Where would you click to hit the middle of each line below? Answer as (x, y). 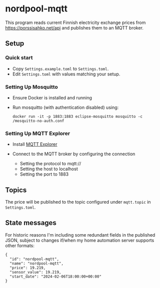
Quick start (19, 58)
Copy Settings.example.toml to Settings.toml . (60, 68)
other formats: (20, 246)
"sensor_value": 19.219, (35, 272)
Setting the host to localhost (49, 169)
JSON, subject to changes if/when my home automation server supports (80, 240)
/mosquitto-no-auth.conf (38, 121)
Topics (16, 190)
